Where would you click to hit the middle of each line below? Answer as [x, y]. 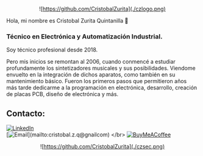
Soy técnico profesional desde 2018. [52, 50]
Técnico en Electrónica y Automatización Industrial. [84, 36]
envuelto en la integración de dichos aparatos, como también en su [91, 75]
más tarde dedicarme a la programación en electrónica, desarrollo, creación [102, 87]
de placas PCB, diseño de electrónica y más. [62, 94]
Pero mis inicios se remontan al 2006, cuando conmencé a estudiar [91, 62]
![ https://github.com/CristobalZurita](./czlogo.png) [102, 9]
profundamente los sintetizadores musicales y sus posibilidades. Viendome [101, 68]
